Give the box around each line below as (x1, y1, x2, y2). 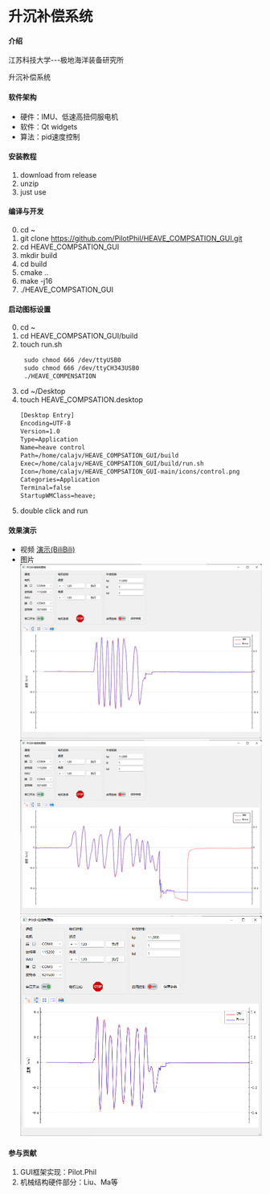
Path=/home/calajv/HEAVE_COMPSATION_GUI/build (19, 452, 179, 460)
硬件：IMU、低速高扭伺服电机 (19, 112, 119, 121)
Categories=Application (19, 476, 100, 484)
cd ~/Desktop (19, 387, 66, 396)
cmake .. (19, 268, 49, 277)
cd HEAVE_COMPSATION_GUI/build (19, 331, 138, 341)
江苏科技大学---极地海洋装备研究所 (8, 55, 125, 65)
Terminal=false (19, 484, 72, 492)
